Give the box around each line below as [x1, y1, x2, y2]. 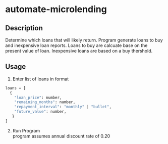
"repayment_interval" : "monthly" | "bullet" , [14, 105, 112, 110]
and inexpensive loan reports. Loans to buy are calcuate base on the [5, 42, 148, 49]
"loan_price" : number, [14, 95, 62, 100]
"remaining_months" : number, [14, 100, 76, 105]
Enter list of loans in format [12, 76, 69, 82]
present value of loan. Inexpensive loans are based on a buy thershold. [5, 48, 153, 54]
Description [5, 24, 43, 32]
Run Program [12, 127, 40, 133]
